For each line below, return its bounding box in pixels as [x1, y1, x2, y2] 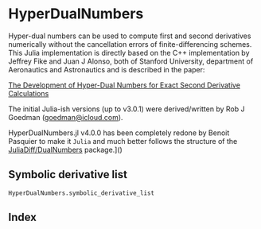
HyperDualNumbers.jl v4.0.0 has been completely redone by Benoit [8, 128, 230, 138]
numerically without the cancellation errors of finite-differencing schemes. [8, 39, 252, 49]
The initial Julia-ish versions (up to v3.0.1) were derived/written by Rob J [8, 104, 245, 114]
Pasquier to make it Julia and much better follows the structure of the [8, 136, 238, 146]
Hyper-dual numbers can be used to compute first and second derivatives [8, 31, 251, 41]
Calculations [8, 88, 49, 98]
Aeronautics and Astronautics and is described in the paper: [8, 64, 205, 74]
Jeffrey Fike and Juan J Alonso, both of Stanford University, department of [8, 56, 254, 66]
